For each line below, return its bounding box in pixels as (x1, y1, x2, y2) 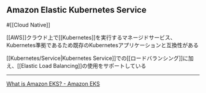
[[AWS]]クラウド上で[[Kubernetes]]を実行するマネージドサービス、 (6, 34, 176, 41)
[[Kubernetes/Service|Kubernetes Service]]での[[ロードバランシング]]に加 (6, 54, 194, 62)
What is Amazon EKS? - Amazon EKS (6, 80, 100, 87)
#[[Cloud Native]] (6, 21, 51, 28)
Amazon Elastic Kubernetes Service (6, 5, 147, 15)
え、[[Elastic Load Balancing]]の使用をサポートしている (6, 62, 147, 69)
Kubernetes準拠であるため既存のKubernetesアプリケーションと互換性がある (6, 41, 199, 48)
